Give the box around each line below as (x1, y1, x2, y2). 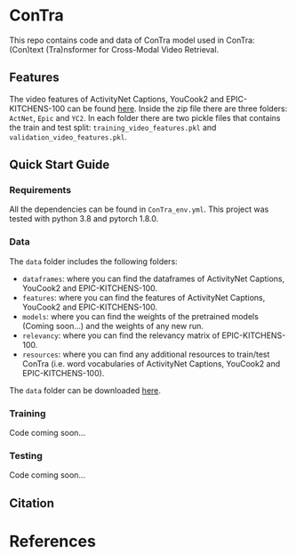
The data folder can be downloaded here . (9, 384, 162, 396)
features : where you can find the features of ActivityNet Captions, (21, 292, 266, 302)
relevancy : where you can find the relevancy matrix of (21, 330, 220, 341)
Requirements (9, 184, 72, 197)
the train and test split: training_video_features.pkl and (9, 122, 217, 133)
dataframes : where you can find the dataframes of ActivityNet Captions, (21, 273, 285, 284)
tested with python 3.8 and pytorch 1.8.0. (9, 214, 159, 224)
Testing (9, 449, 43, 462)
